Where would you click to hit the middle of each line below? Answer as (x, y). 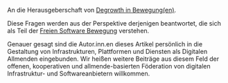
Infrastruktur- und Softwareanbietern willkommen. (79, 73)
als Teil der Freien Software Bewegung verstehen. (78, 31)
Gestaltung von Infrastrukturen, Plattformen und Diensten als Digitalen (107, 52)
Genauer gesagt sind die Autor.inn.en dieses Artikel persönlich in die (105, 44)
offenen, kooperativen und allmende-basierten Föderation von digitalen (109, 66)
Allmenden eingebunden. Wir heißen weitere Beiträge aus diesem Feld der (113, 59)
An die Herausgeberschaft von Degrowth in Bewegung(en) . (92, 10)
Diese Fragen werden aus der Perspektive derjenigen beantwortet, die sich (114, 23)
